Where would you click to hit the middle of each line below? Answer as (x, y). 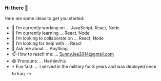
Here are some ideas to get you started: (45, 19)
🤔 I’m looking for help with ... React (47, 43)
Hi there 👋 (17, 8)
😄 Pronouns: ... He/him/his (39, 61)
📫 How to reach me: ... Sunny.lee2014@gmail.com (63, 54)
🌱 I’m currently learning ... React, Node (50, 33)
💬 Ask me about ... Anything (40, 49)
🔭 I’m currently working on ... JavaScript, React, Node (66, 28)
